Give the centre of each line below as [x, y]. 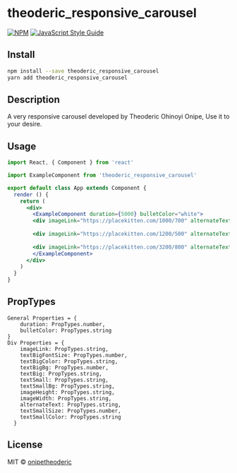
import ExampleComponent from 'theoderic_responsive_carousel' [102, 175]
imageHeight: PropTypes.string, [67, 392]
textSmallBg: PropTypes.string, [67, 386]
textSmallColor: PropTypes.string [71, 417]
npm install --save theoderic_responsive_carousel [83, 71]
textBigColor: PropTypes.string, [69, 361]
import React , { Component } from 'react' [71, 163]
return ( [33, 201]
